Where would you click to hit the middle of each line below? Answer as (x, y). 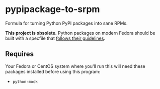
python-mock (25, 81)
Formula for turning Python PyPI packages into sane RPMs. (66, 23)
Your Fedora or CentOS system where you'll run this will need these (75, 66)
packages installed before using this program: (53, 71)
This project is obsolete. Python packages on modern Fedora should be (80, 33)
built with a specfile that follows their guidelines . (55, 38)
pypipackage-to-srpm (53, 9)
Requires (20, 54)
